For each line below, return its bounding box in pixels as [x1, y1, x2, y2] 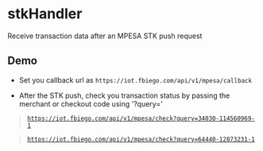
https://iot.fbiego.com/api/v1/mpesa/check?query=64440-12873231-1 [26, 135, 255, 143]
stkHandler [7, 5, 83, 23]
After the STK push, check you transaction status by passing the [18, 91, 230, 100]
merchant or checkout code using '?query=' [18, 99, 164, 108]
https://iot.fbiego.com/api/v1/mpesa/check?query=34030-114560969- [26, 114, 255, 122]
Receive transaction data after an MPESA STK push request [7, 31, 203, 41]
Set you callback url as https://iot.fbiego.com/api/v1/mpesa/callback [18, 75, 252, 84]
